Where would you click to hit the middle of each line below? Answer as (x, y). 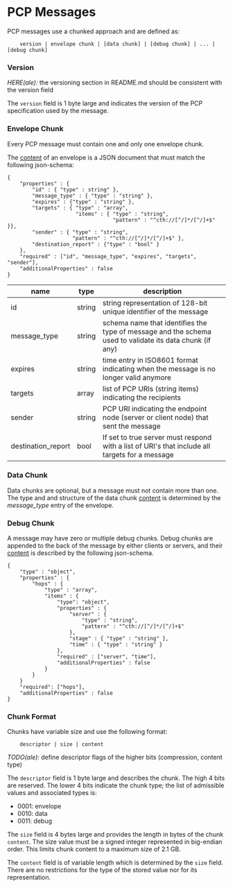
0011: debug (34, 821)
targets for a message (139, 454)
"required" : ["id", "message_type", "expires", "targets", (108, 256)
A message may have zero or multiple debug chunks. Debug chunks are (110, 538)
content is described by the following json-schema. (80, 553)
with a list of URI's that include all (157, 446)
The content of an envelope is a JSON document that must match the (106, 157)
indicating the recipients (142, 398)
